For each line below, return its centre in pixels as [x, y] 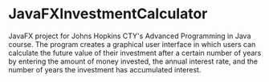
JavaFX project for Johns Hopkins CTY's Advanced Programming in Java [130, 36]
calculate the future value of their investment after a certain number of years [135, 53]
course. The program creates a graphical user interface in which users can [132, 44]
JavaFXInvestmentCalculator [108, 14]
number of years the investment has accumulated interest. [105, 69]
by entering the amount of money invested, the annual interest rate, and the [133, 61]
